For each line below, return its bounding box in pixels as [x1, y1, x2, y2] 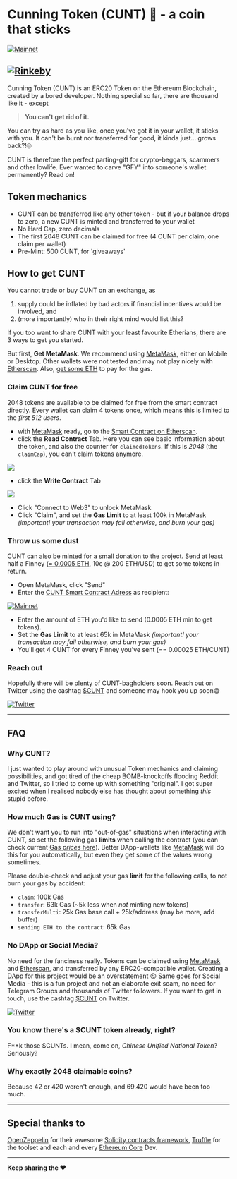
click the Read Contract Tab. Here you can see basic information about [17, 434, 225, 443]
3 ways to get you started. [7, 336, 83, 344]
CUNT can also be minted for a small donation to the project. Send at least [7, 552, 224, 560]
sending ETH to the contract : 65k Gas [17, 923, 131, 931]
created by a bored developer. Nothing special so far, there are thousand [7, 91, 219, 99]
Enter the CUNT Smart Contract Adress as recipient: [17, 588, 169, 596]
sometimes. [7, 858, 42, 866]
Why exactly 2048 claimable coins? [7, 1066, 133, 1076]
